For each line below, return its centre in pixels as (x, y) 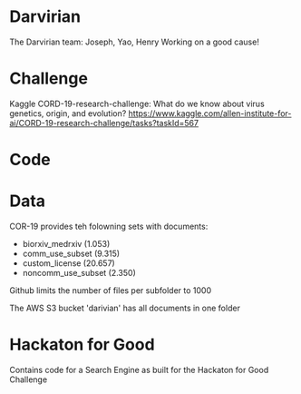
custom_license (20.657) (68, 263)
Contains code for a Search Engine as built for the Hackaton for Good (139, 369)
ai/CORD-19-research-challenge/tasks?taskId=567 (104, 123)
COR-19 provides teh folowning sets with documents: (109, 226)
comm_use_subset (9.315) (71, 253)
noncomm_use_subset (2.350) (79, 273)
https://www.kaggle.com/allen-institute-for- (210, 113)
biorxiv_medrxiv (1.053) (66, 244)
